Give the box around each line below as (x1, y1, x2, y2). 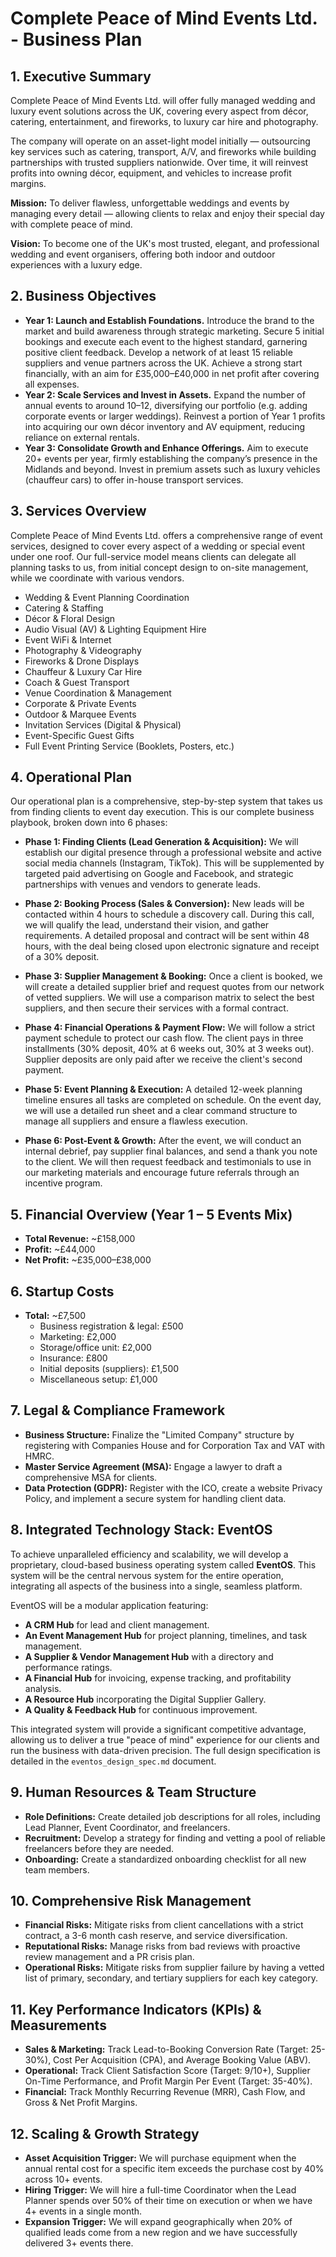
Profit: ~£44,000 (24, 1243, 96, 1256)
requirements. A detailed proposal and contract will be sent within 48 (24, 930, 310, 942)
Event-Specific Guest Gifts (24, 729, 135, 741)
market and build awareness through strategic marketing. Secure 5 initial (24, 325, 325, 337)
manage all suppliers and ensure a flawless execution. (24, 1115, 248, 1127)
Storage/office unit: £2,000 (39, 1342, 152, 1354)
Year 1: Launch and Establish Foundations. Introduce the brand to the (24, 314, 315, 326)
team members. (24, 1863, 90, 1876)
